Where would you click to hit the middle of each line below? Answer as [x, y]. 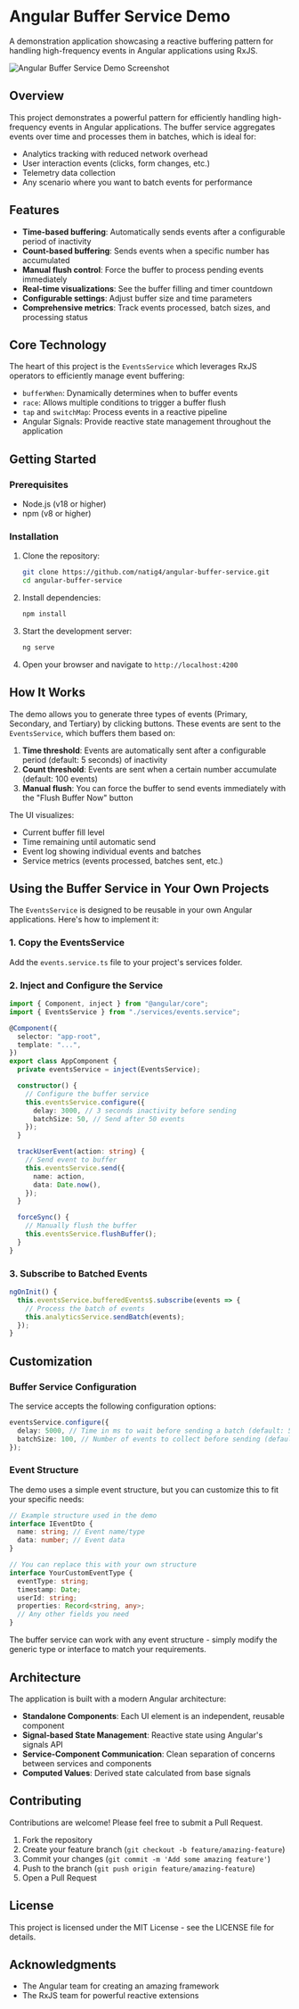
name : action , [59, 1176]
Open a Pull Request [60, 1877]
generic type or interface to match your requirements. [108, 1649]
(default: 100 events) [60, 779]
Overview [37, 96]
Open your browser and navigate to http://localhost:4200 [130, 664]
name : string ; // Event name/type [81, 1532]
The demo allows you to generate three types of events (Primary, [129, 714]
